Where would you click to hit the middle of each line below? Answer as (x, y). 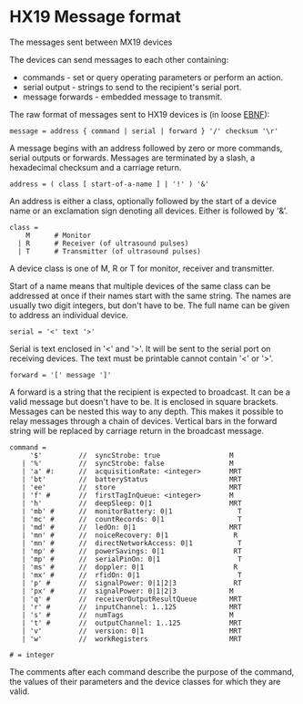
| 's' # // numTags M (127, 615)
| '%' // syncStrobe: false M (127, 463)
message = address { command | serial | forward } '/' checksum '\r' (144, 131)
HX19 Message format (96, 17)
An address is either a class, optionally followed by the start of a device (143, 201)
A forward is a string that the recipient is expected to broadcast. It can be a (150, 392)
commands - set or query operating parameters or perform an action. (153, 77)
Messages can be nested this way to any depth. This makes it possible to (146, 411)
